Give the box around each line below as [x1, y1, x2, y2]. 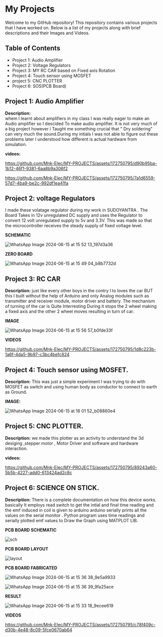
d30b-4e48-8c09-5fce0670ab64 [5, 627, 72, 633]
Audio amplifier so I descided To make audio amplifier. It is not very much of [5, 121, 158, 127]
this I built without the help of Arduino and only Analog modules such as [5, 293, 149, 299]
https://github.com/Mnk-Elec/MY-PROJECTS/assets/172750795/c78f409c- [5, 621, 156, 627]
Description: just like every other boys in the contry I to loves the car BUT [5, 288, 153, 294]
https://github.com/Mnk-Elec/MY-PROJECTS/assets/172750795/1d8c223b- [5, 346, 157, 352]
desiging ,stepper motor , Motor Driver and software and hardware [5, 440, 139, 446]
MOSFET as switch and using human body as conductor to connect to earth [5, 384, 157, 389]
